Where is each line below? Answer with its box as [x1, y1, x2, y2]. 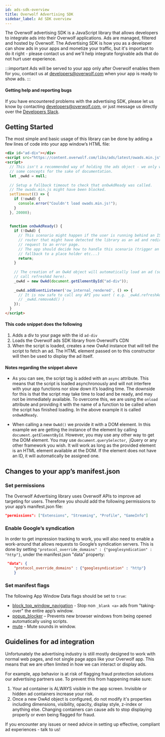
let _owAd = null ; [9, 173, 48, 179]
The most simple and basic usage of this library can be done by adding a [5, 136, 153, 142]
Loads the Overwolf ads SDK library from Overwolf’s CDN [12, 338, 129, 343]
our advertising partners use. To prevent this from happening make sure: [5, 676, 152, 682]
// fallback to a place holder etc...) [18, 251, 100, 256]
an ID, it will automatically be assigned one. [12, 453, 100, 459]
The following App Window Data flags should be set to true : [5, 593, 127, 599]
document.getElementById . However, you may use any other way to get [12, 432, 155, 438]
